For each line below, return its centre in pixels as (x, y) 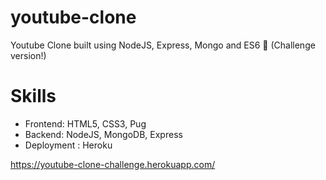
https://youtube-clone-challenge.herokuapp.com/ (113, 164)
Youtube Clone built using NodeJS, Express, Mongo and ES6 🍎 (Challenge (163, 45)
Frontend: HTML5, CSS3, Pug (85, 123)
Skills (33, 96)
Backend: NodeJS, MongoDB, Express (103, 134)
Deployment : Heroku (68, 145)
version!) (28, 55)
